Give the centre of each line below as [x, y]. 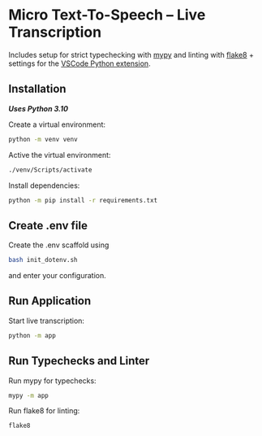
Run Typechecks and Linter [79, 361]
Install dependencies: [44, 185]
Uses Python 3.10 [39, 108]
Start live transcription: [47, 320]
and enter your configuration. [58, 276]
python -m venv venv [43, 139]
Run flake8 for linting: [44, 411]
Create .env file [48, 225]
